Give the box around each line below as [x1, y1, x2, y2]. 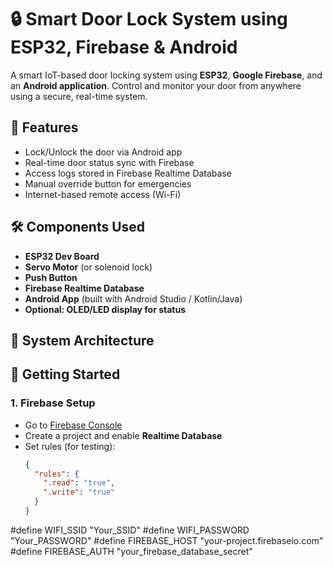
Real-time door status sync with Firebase [24, 156, 195, 168]
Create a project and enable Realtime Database [24, 429, 223, 441]
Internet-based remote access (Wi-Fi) [24, 188, 182, 200]
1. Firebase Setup [10, 396, 96, 410]
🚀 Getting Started [10, 366, 121, 383]
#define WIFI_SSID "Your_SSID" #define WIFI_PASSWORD [10, 524, 250, 536]
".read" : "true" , [43, 478, 116, 488]
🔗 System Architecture [10, 332, 155, 349]
